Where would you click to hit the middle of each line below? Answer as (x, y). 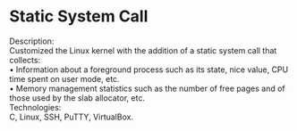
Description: (32, 41)
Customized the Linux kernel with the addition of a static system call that (143, 50)
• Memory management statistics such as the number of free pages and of (147, 88)
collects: (25, 60)
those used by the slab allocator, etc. (77, 98)
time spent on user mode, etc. (64, 78)
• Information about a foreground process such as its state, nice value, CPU (149, 70)
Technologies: (35, 107)
